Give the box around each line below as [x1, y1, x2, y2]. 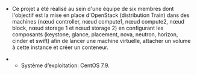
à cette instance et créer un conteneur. [11, 44, 108, 51]
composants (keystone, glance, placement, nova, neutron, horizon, [11, 31, 178, 38]
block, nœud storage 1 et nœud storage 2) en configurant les [11, 24, 164, 31]
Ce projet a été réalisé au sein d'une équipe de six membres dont [11, 5, 174, 12]
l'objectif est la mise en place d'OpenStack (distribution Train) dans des [11, 11, 190, 19]
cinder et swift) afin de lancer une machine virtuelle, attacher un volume [11, 37, 191, 44]
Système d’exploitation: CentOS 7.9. [20, 62, 110, 69]
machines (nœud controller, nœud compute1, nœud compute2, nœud [11, 18, 185, 25]
